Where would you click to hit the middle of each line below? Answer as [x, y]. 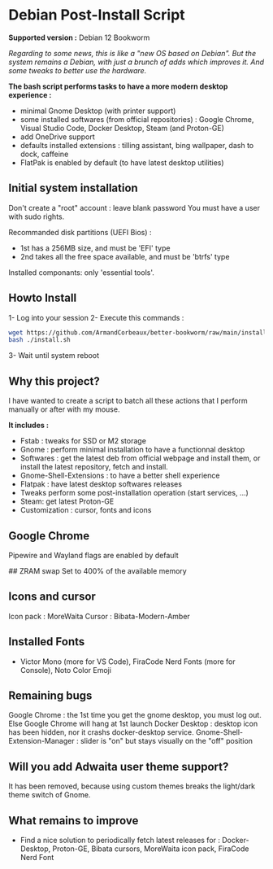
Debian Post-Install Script [97, 15]
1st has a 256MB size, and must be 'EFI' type [95, 248]
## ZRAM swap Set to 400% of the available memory [97, 570]
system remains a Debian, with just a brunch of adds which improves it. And [136, 62]
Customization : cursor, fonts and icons [86, 510]
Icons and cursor [52, 597]
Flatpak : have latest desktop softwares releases [101, 484]
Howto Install [43, 298]
